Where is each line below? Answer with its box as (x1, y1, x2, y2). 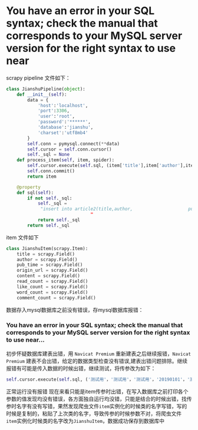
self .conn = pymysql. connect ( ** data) (27, 141, 120, 146)
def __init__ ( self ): (16, 91, 67, 98)
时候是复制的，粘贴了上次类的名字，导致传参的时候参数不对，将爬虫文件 (6, 410, 181, 417)
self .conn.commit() (27, 168, 75, 174)
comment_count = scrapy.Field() (16, 295, 96, 301)
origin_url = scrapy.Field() (16, 268, 88, 274)
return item (27, 174, 57, 179)
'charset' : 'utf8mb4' (37, 129, 88, 136)
